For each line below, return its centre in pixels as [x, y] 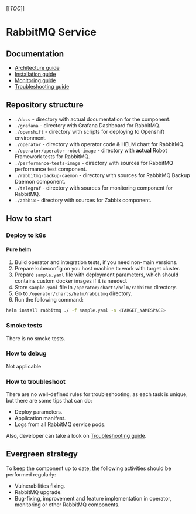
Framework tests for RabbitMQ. [52, 156]
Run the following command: [49, 300]
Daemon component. [40, 181]
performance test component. [51, 169]
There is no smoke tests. [36, 338]
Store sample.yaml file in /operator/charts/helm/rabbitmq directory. [96, 288]
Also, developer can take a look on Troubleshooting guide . [76, 436]
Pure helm [19, 249]
